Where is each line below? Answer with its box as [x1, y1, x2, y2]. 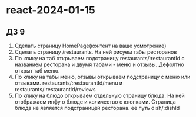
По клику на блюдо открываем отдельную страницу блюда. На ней [14, 92, 185, 99]
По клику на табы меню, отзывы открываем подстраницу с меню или [14, 74, 191, 80]
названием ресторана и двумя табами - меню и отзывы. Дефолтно [14, 61, 184, 68]
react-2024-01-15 [6, 4, 95, 17]
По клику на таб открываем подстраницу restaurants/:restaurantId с [14, 55, 185, 61]
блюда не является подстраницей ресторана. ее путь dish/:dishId [14, 105, 180, 111]
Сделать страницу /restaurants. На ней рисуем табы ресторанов [14, 49, 177, 56]
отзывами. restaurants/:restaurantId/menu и [14, 80, 123, 87]
